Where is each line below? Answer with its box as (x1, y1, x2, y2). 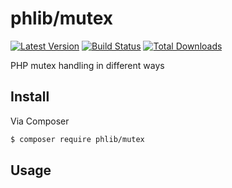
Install (10, 88, 50, 106)
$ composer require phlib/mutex (10, 134, 145, 144)
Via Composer (10, 115, 70, 127)
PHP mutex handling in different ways (10, 59, 165, 71)
